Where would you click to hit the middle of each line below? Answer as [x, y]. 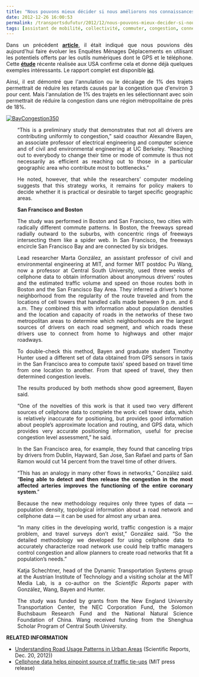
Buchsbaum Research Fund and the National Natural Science [105, 614]
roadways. [30, 340]
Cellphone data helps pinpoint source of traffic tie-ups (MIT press [95, 662]
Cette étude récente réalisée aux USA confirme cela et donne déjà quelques [99, 64]
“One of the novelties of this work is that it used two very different [105, 406]
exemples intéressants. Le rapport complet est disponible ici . [81, 70]
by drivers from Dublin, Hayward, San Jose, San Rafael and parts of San [105, 455]
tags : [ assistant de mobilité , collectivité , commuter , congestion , [92, 28]
